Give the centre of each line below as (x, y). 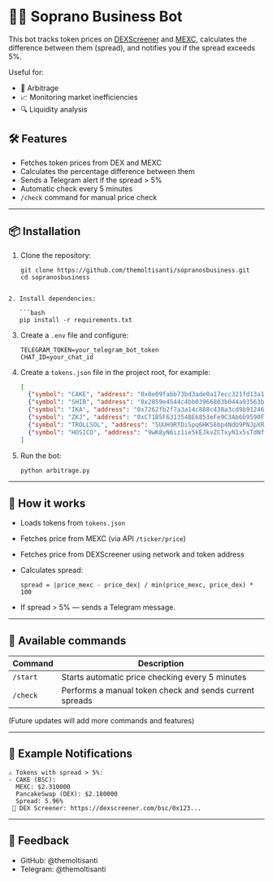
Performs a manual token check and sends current (158, 691)
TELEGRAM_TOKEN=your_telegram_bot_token (89, 350)
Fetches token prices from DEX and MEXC (91, 163)
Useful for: (26, 72)
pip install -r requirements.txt (76, 320)
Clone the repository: (56, 255)
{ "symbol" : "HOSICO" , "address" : (84, 432)
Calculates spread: (52, 570)
